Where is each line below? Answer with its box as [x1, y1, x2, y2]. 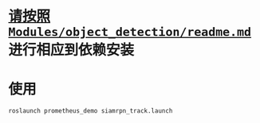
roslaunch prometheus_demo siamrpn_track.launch [8, 107, 173, 115]
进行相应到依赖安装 [8, 41, 135, 60]
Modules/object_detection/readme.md [8, 25, 252, 40]
